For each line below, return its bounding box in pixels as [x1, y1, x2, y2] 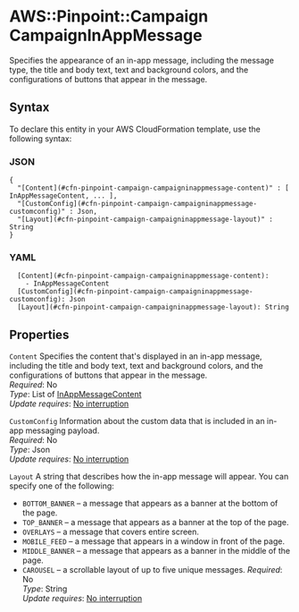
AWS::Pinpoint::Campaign [9, 6, 209, 27]
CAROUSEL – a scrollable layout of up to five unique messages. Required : [21, 565, 283, 575]
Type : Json [9, 445, 51, 455]
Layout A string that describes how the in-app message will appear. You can [9, 472, 289, 482]
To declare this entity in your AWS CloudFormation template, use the [9, 123, 261, 134]
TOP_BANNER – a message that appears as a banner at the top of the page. [21, 517, 289, 528]
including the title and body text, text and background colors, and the [9, 361, 263, 371]
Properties [9, 327, 70, 342]
